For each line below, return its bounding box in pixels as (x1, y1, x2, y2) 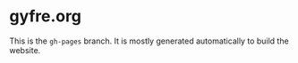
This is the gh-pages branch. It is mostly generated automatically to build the (9, 35, 289, 46)
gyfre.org (9, 6, 82, 27)
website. (9, 44, 41, 55)
